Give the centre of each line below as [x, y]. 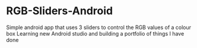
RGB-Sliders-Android [60, 11]
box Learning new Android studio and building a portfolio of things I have [95, 33]
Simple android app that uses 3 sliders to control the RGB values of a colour [99, 27]
